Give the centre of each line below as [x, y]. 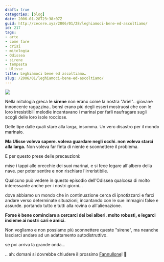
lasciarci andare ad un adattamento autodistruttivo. [56, 235]
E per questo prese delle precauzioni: [43, 156]
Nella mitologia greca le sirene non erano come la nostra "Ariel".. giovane [79, 101]
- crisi [13, 46]
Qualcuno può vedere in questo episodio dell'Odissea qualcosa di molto [78, 180]
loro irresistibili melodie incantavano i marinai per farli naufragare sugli [76, 112]
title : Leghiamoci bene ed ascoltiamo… [46, 74]
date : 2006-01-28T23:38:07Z [34, 19]
